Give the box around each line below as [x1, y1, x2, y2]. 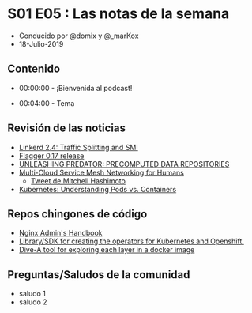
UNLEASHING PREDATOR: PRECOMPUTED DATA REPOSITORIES [18, 159, 230, 168]
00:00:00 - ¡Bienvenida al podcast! [18, 83, 133, 92]
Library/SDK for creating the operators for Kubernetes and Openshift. [18, 236, 244, 246]
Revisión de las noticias [7, 122, 126, 135]
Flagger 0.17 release [18, 151, 85, 160]
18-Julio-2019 [18, 39, 64, 48]
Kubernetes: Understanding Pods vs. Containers [18, 184, 177, 194]
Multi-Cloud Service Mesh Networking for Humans [18, 168, 185, 177]
